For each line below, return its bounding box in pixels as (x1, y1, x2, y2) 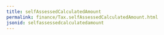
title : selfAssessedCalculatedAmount (6, 8, 102, 15)
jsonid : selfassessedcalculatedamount (6, 20, 104, 26)
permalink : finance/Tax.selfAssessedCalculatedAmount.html (6, 14, 159, 20)
